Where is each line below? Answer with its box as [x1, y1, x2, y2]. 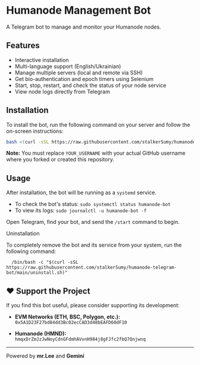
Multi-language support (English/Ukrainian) [14, 63, 121, 70]
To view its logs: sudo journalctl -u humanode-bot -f [14, 207, 147, 214]
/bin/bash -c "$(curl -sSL [11, 260, 79, 266]
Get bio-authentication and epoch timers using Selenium [14, 75, 154, 82]
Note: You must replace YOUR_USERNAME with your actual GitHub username [6, 149, 186, 157]
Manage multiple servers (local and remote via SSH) [14, 69, 143, 76]
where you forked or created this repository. [6, 156, 114, 163]
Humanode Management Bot [6, 4, 151, 17]
